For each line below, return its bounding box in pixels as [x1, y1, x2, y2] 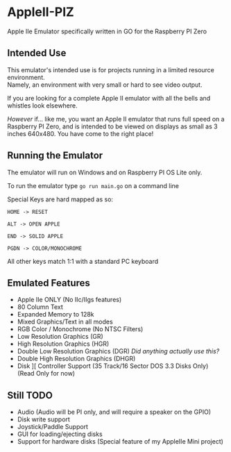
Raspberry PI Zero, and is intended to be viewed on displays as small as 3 [7, 122, 218, 131]
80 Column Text [17, 303, 64, 311]
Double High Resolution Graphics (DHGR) [17, 355, 136, 363]
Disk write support [17, 415, 71, 424]
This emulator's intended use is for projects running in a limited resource [7, 65, 215, 74]
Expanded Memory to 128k [17, 310, 95, 319]
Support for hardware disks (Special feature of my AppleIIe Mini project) [17, 437, 224, 446]
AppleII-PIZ [7, 4, 74, 20]
